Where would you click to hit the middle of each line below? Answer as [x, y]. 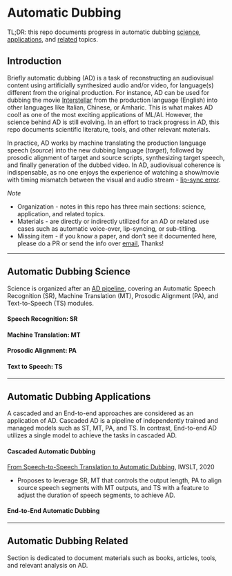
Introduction [35, 61]
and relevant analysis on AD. [48, 565]
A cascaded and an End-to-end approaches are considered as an [100, 413]
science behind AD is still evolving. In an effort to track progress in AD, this [113, 122]
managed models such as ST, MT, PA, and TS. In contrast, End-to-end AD [112, 428]
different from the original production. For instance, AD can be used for [108, 92]
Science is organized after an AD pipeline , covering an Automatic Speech [111, 288]
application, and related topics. [61, 213]
